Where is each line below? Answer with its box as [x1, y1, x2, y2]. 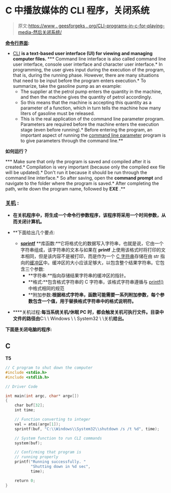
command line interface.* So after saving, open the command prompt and [5, 175, 163, 181]
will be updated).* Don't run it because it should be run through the [5, 169, 147, 175]
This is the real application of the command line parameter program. [20, 116, 165, 122]
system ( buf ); [14, 440, 43, 446]
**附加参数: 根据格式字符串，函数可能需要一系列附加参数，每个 [28, 292, 160, 298]
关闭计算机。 [17, 219, 45, 225]
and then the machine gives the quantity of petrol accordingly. [20, 93, 153, 100]
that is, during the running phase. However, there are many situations [12, 72, 159, 78]
